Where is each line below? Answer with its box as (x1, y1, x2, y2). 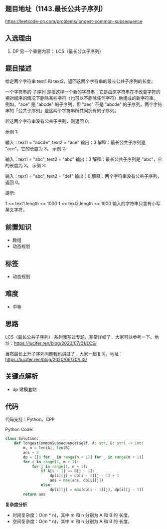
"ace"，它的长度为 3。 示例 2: (5, 146, 66, 152)
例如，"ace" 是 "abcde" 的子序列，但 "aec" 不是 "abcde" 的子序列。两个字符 (5, 101, 163, 107)
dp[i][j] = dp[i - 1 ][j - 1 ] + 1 (49, 473, 120, 478)
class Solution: (5, 436, 39, 441)
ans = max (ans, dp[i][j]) (49, 478, 104, 483)
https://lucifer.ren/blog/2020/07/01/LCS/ (14, 340, 97, 346)
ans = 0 (23, 450, 39, 455)
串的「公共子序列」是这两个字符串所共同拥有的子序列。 (5, 108, 119, 114)
